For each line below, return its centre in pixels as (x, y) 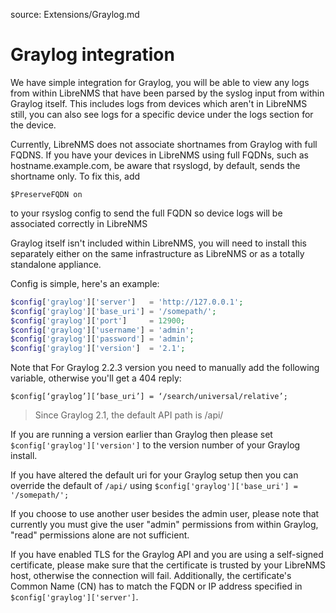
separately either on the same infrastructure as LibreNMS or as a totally (157, 253)
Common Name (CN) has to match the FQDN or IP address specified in (156, 586)
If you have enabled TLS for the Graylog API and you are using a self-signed (167, 555)
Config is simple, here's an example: (85, 283)
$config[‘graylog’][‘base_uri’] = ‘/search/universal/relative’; (149, 397)
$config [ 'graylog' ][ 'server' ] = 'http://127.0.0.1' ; (127, 302)
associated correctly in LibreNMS (79, 223)
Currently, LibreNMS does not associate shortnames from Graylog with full (164, 144)
